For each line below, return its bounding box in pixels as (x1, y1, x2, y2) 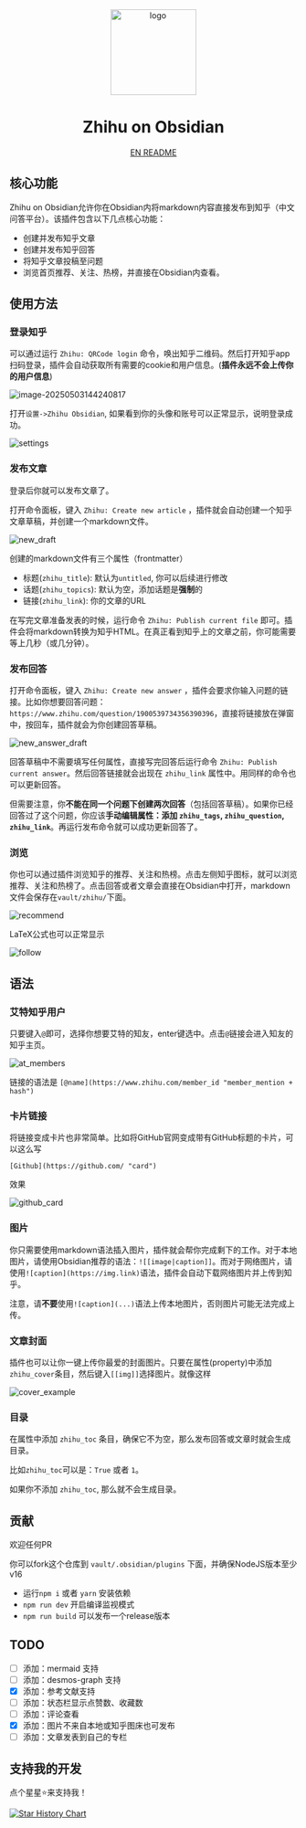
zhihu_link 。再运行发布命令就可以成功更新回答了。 (9, 821, 203, 832)
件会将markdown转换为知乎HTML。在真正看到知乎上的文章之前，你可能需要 (9, 626, 297, 637)
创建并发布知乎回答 (22, 244, 96, 255)
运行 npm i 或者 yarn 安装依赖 (22, 1588, 132, 1599)
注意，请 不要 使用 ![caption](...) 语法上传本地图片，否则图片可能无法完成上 (9, 1297, 295, 1309)
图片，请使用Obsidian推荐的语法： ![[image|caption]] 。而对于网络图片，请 (9, 1255, 293, 1266)
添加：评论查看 (22, 1708, 79, 1720)
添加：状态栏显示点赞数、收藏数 (22, 1697, 143, 1708)
